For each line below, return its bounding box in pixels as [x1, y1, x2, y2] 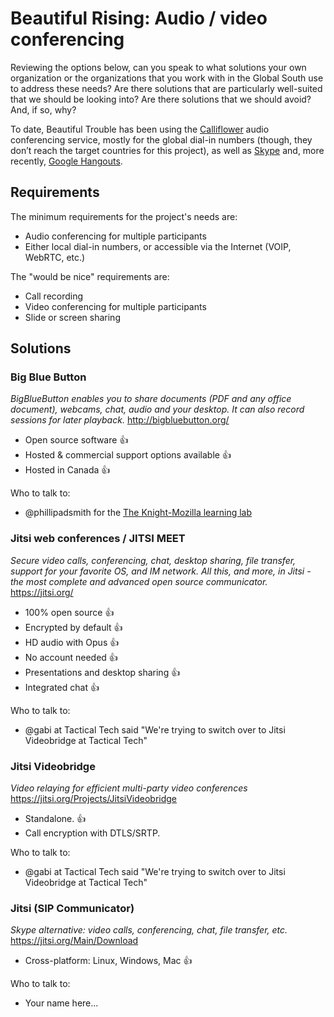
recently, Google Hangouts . [10, 155, 123, 167]
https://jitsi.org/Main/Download [10, 935, 139, 947]
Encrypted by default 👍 [24, 621, 123, 633]
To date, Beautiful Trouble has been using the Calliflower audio [10, 123, 270, 135]
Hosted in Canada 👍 [24, 464, 111, 476]
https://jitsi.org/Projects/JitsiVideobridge [10, 793, 178, 805]
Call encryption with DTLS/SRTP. [24, 827, 161, 839]
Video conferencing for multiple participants [24, 300, 207, 312]
